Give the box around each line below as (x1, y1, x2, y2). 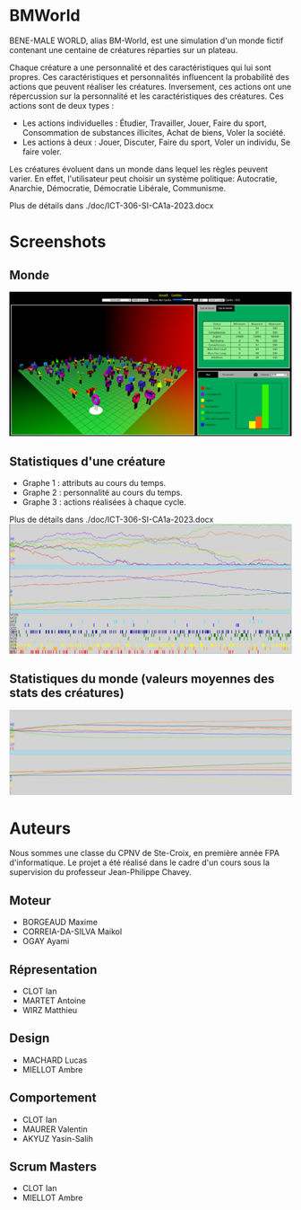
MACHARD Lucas (21, 1055, 88, 1065)
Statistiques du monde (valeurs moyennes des (9, 671, 275, 687)
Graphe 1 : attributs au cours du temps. (21, 478, 167, 489)
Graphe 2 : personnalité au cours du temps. (21, 487, 184, 499)
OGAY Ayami (21, 936, 70, 947)
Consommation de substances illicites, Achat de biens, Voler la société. (21, 127, 286, 137)
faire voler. (21, 146, 63, 157)
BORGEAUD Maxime (21, 917, 99, 928)
